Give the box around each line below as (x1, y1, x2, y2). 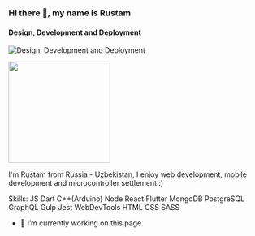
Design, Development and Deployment (8, 28, 142, 37)
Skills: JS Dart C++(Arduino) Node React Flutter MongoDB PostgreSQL (8, 194, 245, 204)
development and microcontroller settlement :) (8, 178, 164, 188)
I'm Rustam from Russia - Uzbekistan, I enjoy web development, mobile (8, 169, 248, 179)
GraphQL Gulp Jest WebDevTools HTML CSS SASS (8, 203, 180, 212)
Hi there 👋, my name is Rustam (8, 7, 132, 19)
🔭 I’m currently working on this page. (19, 218, 144, 228)
